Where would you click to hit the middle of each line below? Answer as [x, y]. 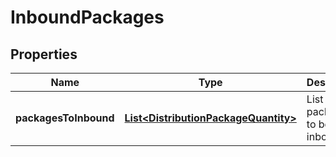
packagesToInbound [65, 118]
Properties [44, 54]
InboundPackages [87, 17]
